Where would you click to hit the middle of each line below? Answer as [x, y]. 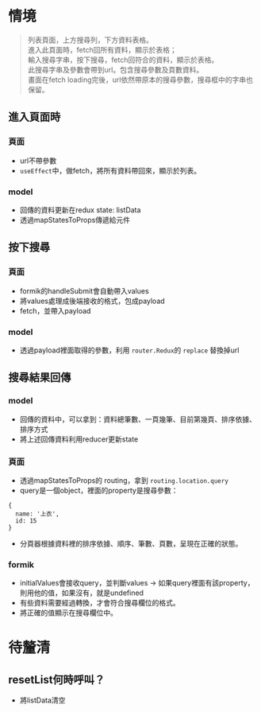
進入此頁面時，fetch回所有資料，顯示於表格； [102, 49]
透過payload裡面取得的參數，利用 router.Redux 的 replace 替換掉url [129, 350]
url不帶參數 [38, 161]
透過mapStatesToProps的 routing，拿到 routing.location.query [124, 480]
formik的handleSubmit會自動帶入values [84, 290]
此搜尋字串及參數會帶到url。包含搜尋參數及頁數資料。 [115, 69]
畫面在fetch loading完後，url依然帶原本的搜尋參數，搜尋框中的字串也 [140, 80]
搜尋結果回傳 [40, 377]
